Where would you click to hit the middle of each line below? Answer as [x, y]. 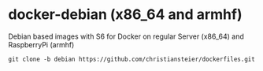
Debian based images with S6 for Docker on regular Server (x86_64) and [126, 36]
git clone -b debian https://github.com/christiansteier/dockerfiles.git [132, 59]
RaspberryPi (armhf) [41, 44]
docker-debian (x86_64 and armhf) [125, 15]
